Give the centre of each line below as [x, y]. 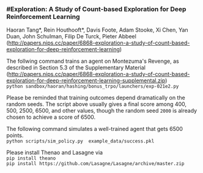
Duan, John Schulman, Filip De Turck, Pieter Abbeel [71, 37]
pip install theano [31, 158]
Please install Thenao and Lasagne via [54, 153]
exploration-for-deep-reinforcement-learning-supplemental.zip [86, 80]
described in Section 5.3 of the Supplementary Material [76, 68]
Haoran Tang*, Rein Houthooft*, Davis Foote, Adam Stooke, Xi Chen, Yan [97, 30]
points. [15, 135]
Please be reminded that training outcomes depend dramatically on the [96, 98]
